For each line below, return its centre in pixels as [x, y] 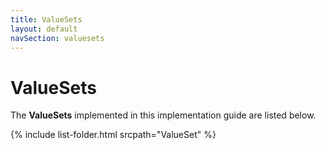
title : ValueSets [46, 19]
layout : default [44, 29]
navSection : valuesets [57, 38]
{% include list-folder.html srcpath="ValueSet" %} [113, 135]
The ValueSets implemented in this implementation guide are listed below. [163, 115]
